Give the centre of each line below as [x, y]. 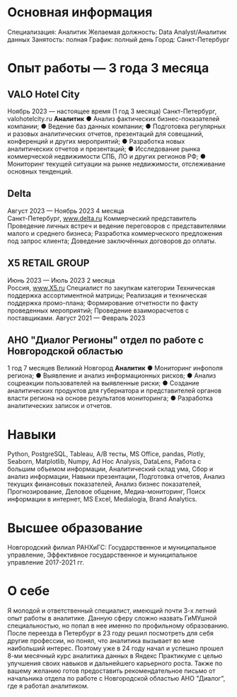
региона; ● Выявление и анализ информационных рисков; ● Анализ [112, 375]
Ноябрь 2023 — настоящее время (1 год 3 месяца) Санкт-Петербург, [112, 111]
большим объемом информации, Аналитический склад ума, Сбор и [110, 469]
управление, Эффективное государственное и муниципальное [102, 555]
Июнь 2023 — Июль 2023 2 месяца [61, 280]
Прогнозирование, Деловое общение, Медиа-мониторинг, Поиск [106, 492]
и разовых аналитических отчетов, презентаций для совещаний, [105, 134]
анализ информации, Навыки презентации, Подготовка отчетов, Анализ [116, 477]
